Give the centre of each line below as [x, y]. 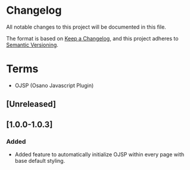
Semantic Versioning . [32, 45]
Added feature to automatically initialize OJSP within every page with [99, 154]
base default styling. [40, 160]
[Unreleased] [31, 104]
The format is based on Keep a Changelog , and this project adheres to [92, 38]
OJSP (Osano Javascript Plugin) [54, 85]
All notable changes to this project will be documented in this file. [86, 27]
